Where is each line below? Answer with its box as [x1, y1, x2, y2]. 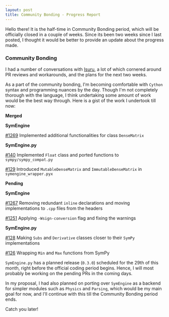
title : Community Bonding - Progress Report [5, 12, 101, 17]
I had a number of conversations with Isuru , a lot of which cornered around [5, 66, 162, 72]
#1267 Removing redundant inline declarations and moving [5, 200, 130, 206]
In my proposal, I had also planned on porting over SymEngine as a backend [5, 280, 161, 286]
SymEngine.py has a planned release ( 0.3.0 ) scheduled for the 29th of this [5, 259, 158, 265]
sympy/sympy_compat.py [5, 157, 53, 162]
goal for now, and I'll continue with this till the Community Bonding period [5, 291, 158, 297]
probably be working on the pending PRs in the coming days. [5, 270, 133, 276]
